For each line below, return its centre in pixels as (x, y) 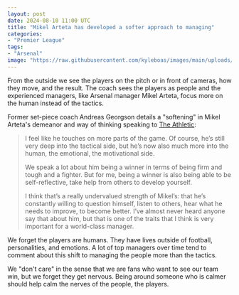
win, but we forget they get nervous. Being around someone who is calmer (117, 276)
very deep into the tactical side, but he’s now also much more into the (127, 146)
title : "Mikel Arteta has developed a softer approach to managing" (111, 27)
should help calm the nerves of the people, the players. (88, 284)
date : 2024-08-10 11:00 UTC (49, 21)
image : (17, 60)
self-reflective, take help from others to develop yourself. (108, 182)
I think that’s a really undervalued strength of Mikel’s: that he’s (115, 195)
